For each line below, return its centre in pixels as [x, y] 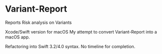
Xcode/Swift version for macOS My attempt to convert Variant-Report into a [81, 32]
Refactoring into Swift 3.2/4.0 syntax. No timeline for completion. [70, 46]
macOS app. [18, 37]
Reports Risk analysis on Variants [39, 22]
